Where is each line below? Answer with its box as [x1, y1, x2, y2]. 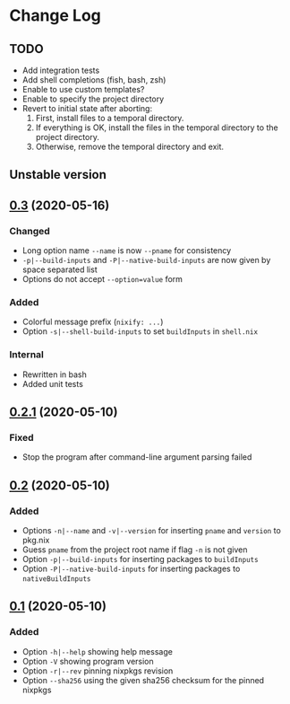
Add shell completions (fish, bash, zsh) [21, 75, 166, 85]
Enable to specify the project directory [21, 93, 165, 104]
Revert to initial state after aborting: [21, 103, 153, 113]
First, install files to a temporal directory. [35, 113, 184, 123]
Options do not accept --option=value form [21, 274, 183, 285]
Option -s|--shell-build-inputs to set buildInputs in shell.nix [21, 326, 258, 337]
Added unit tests [21, 378, 83, 389]
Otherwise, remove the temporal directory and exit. [35, 141, 225, 152]
